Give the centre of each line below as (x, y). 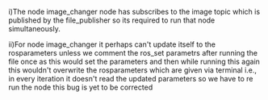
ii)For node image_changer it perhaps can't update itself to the (112, 44)
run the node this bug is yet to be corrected (81, 87)
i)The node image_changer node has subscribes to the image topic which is (134, 12)
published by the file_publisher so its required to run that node (112, 20)
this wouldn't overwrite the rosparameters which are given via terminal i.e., (132, 70)
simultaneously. (34, 29)
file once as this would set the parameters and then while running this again (134, 61)
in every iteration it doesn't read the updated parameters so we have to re (131, 79)
